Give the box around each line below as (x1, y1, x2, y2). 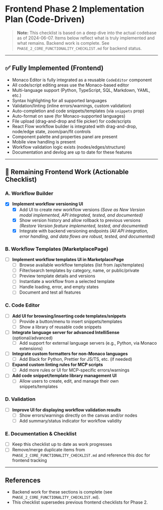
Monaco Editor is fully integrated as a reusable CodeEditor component (12, 77, 152, 83)
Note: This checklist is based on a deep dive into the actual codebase (16, 30, 157, 35)
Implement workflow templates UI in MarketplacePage (12, 256, 124, 262)
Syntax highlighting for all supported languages (12, 97, 107, 103)
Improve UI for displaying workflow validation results (12, 407, 121, 413)
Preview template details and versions (19, 273, 96, 279)
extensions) (19, 346, 43, 352)
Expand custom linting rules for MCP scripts (12, 362, 103, 368)
